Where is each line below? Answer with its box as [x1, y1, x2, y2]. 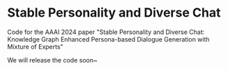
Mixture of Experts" [7, 42, 64, 51]
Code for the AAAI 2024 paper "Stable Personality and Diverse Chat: [7, 28, 205, 36]
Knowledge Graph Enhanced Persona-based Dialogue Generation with [7, 35, 211, 43]
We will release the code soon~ [7, 55, 98, 64]
